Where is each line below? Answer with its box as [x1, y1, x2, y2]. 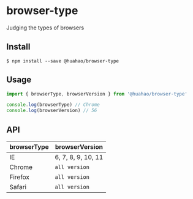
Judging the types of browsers [6, 24, 85, 31]
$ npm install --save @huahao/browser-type [6, 58, 119, 64]
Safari [9, 183, 26, 191]
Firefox [9, 173, 29, 181]
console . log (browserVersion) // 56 [6, 108, 97, 114]
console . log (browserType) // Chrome [6, 102, 100, 108]
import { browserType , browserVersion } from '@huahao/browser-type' [6, 91, 188, 97]
